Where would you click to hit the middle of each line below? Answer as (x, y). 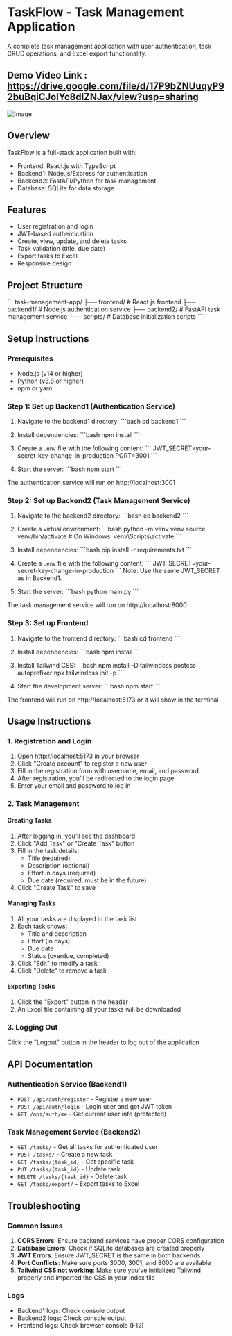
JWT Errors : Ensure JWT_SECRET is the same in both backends (109, 1255)
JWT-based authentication (55, 234)
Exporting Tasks (31, 987)
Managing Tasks (32, 903)
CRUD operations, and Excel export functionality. (77, 53)
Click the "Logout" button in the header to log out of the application (103, 1042)
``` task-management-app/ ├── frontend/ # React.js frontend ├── (101, 302)
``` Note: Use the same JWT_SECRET (168, 571)
